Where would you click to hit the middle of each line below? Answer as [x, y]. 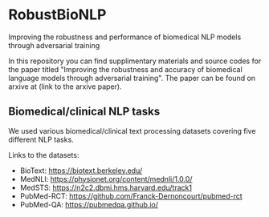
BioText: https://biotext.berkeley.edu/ [81, 171]
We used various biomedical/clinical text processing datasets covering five [132, 131]
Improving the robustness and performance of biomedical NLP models [125, 37]
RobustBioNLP [57, 15]
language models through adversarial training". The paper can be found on [132, 78]
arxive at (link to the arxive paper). [65, 86]
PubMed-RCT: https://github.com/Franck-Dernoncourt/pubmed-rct [131, 196]
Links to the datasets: [44, 155]
